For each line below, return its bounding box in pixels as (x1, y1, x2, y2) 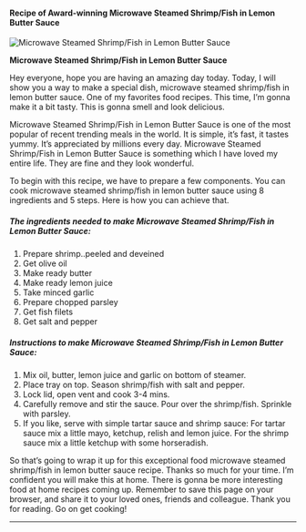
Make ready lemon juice (22, 278, 114, 289)
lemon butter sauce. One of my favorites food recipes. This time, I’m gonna (9, 92, 291, 103)
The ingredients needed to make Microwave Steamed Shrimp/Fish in (9, 215, 275, 227)
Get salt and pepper (22, 316, 98, 327)
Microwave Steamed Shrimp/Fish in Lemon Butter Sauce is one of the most (9, 119, 291, 130)
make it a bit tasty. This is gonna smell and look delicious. (9, 101, 225, 113)
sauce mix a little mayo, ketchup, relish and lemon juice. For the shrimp (22, 428, 290, 439)
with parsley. (22, 408, 71, 419)
